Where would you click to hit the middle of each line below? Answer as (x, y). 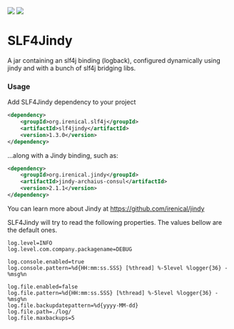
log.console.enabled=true (46, 262)
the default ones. (32, 230)
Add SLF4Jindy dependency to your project (72, 102)
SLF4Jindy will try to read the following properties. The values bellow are (115, 222)
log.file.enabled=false (43, 287)
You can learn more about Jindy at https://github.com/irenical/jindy (106, 208)
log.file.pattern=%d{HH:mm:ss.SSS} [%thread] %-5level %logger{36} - (113, 293)
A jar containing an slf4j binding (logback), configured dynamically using (114, 60)
